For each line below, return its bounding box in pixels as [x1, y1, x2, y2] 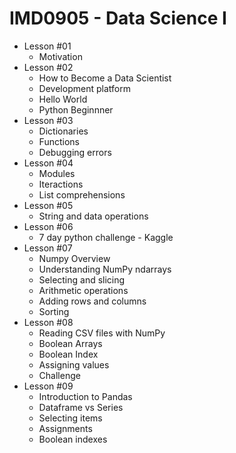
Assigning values [38, 358, 110, 371]
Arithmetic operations [38, 284, 129, 296]
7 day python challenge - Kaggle [38, 231, 174, 243]
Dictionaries [38, 125, 89, 137]
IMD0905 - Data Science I [9, 7, 227, 30]
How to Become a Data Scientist [38, 72, 172, 84]
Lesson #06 [23, 220, 74, 232]
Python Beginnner [38, 103, 114, 116]
